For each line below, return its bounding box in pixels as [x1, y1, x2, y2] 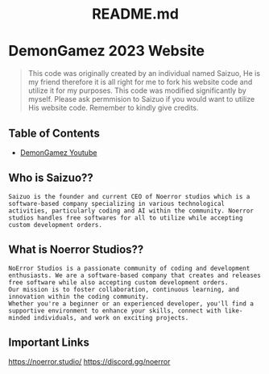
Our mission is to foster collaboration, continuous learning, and [8, 285, 240, 293]
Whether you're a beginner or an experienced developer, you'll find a [8, 300, 254, 308]
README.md [91, 5, 180, 23]
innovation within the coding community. [8, 292, 150, 300]
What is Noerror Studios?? [8, 243, 144, 257]
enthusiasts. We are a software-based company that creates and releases [8, 271, 262, 279]
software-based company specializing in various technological [8, 200, 226, 208]
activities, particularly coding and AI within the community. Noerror [8, 207, 254, 215]
